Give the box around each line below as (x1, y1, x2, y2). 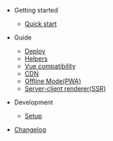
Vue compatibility (24, 62, 76, 70)
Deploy (24, 47, 46, 55)
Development (13, 98, 54, 106)
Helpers (24, 54, 48, 63)
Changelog (13, 125, 47, 133)
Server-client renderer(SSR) (24, 85, 106, 92)
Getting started (13, 6, 59, 14)
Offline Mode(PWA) (24, 77, 81, 85)
